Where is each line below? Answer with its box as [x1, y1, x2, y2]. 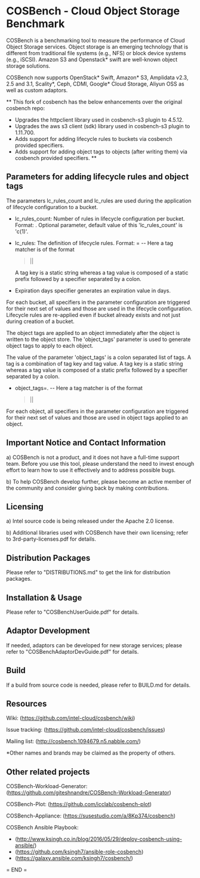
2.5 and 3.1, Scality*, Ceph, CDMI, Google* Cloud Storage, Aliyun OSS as [6, 80, 185, 88]
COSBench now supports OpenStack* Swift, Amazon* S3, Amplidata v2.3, [6, 74, 189, 81]
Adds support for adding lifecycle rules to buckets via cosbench [14, 135, 173, 142]
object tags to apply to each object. [6, 342, 94, 349]
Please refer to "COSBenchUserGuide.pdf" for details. [6, 608, 139, 615]
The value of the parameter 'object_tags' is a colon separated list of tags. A [6, 354, 191, 361]
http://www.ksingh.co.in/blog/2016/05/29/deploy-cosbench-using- [17, 835, 182, 843]
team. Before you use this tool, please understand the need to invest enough [6, 460, 195, 467]
